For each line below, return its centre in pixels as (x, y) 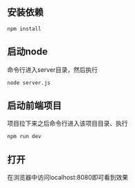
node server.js (29, 83)
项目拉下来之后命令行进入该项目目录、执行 (67, 124)
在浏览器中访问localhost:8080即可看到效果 (68, 178)
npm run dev (24, 137)
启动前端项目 (34, 106)
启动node (28, 51)
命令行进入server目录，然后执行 (53, 69)
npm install (24, 29)
